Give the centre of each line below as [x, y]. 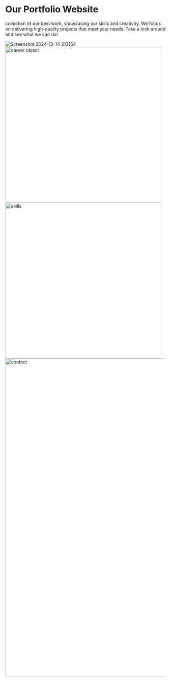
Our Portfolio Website [52, 9]
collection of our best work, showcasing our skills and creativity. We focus [83, 23]
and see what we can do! [32, 34]
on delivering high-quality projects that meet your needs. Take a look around [85, 29]
